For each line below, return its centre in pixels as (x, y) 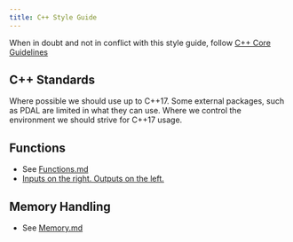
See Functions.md (55, 169)
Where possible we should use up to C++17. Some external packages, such (147, 101)
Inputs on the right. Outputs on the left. (93, 179)
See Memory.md (52, 228)
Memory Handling (60, 206)
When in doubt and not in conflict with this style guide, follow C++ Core (140, 43)
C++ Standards (52, 80)
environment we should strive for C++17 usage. (96, 120)
